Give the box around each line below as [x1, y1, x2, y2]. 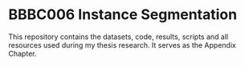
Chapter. [8, 49, 37, 58]
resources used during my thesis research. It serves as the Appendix [8, 40, 237, 49]
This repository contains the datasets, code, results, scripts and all [8, 32, 229, 41]
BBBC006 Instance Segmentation [8, 6, 238, 24]
